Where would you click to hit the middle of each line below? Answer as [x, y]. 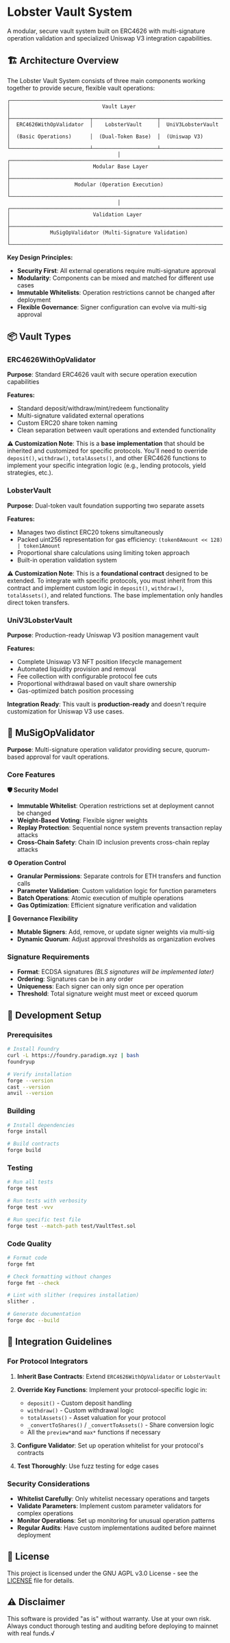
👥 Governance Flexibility [43, 919]
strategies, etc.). [30, 473]
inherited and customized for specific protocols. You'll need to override [107, 451]
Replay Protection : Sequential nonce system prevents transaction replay [119, 828]
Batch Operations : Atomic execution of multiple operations [100, 898]
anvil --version [30, 1094]
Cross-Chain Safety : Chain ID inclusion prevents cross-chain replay [113, 842]
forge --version [30, 1080]
